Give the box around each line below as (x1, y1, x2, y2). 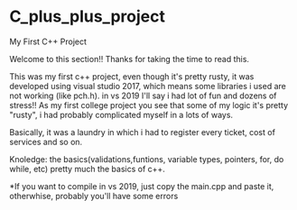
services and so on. (9, 136, 83, 147)
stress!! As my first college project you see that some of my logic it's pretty (9, 99, 289, 110)
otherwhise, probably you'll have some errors (9, 190, 179, 201)
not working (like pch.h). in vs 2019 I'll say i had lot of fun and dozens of (9, 90, 277, 101)
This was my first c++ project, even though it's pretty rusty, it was (9, 70, 255, 82)
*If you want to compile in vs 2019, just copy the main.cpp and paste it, (9, 180, 274, 191)
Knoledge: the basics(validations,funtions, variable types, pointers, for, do (9, 153, 284, 164)
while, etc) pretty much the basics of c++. (9, 163, 165, 174)
